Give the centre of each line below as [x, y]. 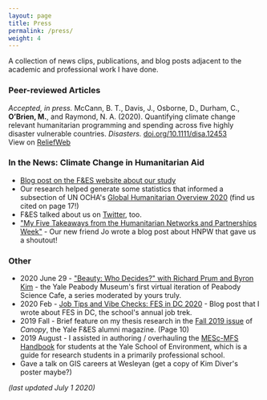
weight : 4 [25, 38]
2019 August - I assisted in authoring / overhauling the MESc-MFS [129, 338]
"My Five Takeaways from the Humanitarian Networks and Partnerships [138, 222]
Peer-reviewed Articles [55, 91]
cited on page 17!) [49, 206]
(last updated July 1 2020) [52, 388]
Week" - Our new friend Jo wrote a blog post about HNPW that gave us [138, 231]
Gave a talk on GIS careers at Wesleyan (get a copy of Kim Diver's [129, 364]
